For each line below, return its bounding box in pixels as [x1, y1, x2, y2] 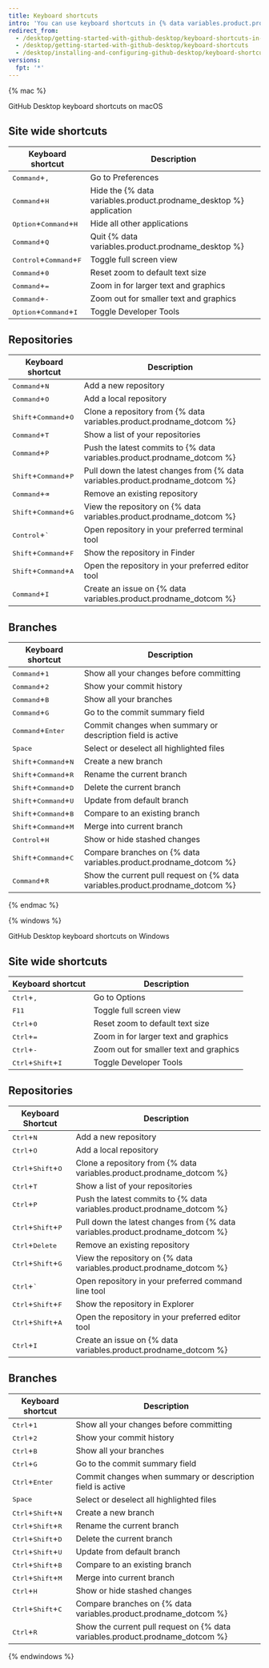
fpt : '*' [15, 64, 45, 72]
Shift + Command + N [12, 756, 74, 767]
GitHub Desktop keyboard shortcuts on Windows [8, 932, 170, 941]
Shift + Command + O [12, 411, 74, 423]
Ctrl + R [12, 1626, 38, 1637]
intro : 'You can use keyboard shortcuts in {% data [8, 19, 184, 27]
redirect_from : [8, 26, 59, 34]
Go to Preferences [90, 171, 159, 182]
